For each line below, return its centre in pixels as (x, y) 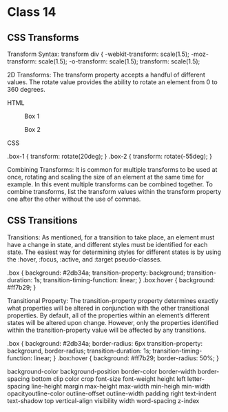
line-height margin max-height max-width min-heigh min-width (121, 386)
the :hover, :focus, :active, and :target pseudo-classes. (84, 259)
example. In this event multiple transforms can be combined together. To (110, 184)
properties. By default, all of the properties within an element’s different (108, 315)
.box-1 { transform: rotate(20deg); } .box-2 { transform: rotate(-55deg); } (110, 156)
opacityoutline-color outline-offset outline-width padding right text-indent (112, 393)
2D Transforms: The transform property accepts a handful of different (106, 75)
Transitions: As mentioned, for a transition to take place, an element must (111, 237)
